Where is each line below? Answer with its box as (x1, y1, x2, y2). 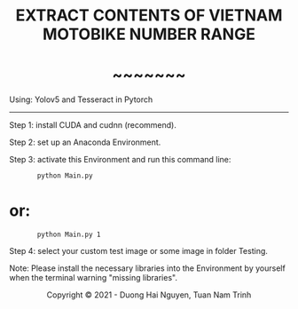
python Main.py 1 (36, 230, 101, 240)
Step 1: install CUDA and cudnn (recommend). (9, 120, 177, 131)
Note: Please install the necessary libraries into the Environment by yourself (9, 263, 286, 273)
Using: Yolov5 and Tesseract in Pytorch (9, 94, 153, 105)
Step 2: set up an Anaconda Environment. (9, 137, 161, 147)
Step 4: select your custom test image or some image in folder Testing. (9, 246, 269, 257)
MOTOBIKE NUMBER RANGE (43, 24, 255, 44)
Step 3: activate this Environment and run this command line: (9, 154, 231, 165)
